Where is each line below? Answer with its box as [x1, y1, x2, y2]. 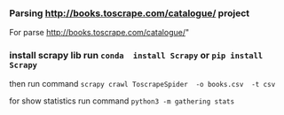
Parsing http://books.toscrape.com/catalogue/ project [9, 7, 250, 19]
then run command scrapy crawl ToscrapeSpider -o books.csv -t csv [9, 78, 276, 88]
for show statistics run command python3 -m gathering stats [9, 96, 235, 106]
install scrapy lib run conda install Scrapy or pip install [9, 50, 264, 62]
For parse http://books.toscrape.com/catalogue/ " [9, 27, 189, 38]
